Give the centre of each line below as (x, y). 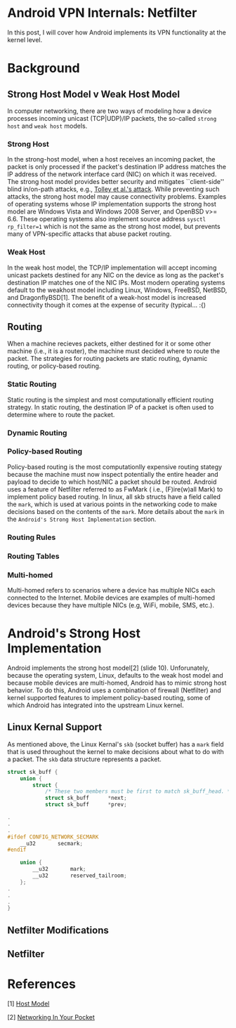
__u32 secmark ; (51, 843)
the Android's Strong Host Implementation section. (82, 519)
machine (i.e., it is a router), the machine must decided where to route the (113, 351)
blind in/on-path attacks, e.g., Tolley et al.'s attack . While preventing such (113, 189)
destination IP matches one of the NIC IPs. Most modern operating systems (116, 282)
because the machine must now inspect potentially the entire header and (113, 474)
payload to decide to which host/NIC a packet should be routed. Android (112, 482)
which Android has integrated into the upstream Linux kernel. (96, 705)
